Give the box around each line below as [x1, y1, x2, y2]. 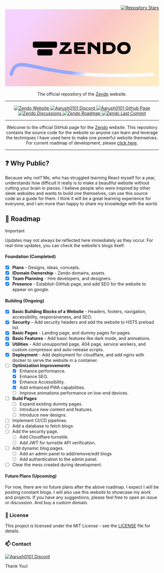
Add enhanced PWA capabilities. [19, 384, 85, 390]
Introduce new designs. [19, 412, 67, 418]
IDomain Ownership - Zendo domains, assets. [12, 270, 106, 276]
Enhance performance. [19, 368, 66, 374]
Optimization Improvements [12, 362, 70, 368]
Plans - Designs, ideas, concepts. [12, 264, 81, 270]
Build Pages [12, 396, 37, 402]
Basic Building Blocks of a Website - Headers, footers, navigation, [12, 309, 146, 315]
